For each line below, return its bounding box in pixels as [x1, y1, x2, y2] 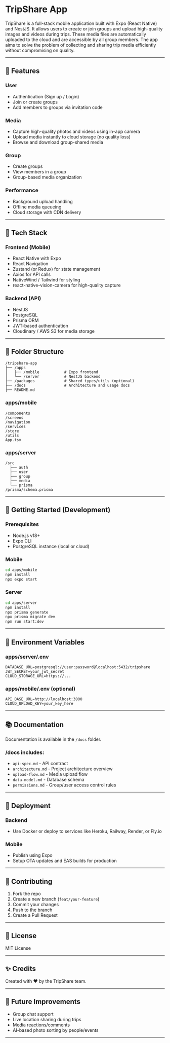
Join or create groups [12, 99, 58, 105]
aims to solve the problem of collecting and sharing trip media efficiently [5, 42, 156, 48]
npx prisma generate [5, 609, 49, 615]
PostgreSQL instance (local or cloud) [12, 543, 90, 549]
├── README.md [5, 387, 35, 392]
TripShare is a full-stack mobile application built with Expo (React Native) [5, 20, 157, 26]
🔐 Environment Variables [5, 638, 85, 646]
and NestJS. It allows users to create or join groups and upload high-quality [5, 25, 163, 31]
